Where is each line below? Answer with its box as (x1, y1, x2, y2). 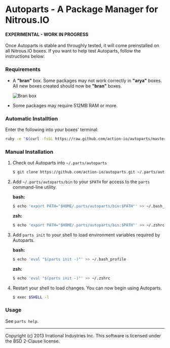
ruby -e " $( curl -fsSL (5, 136, 53, 141)
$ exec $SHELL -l (12, 294, 50, 299)
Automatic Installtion (5, 115, 58, 122)
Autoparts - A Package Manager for (5, 4, 158, 15)
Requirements (5, 66, 41, 73)
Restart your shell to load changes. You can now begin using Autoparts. (12, 285, 162, 291)
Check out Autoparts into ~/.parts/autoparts (12, 160, 107, 166)
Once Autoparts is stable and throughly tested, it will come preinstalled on (5, 42, 159, 49)
